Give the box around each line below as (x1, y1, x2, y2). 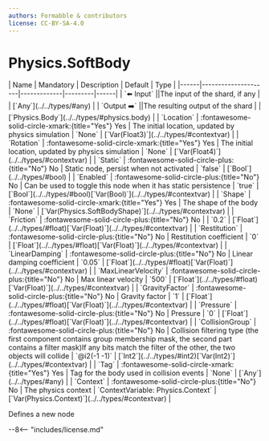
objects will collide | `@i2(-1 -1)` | (8, 351, 117, 361)
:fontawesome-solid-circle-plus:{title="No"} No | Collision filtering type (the (8, 326, 259, 335)
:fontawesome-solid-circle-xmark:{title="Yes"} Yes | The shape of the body (8, 198, 259, 208)
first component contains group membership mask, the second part (8, 334, 233, 344)
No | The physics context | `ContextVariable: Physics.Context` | (8, 386, 217, 395)
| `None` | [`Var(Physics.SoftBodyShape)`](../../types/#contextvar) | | (8, 206, 234, 216)
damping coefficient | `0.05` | (8, 257, 105, 267)
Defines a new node (8, 410, 75, 419)
